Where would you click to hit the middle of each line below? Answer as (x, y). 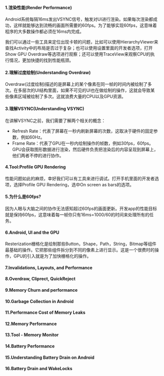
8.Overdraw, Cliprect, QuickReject (40, 279)
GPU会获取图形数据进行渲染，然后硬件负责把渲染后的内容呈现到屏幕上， (85, 149)
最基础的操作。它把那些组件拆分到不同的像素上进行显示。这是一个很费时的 (80, 250)
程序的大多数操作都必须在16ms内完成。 (45, 31)
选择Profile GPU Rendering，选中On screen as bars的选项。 (74, 184)
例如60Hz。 (33, 137)
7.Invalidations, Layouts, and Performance (49, 268)
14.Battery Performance (30, 346)
